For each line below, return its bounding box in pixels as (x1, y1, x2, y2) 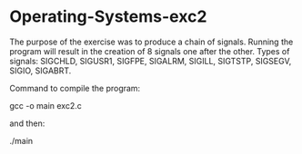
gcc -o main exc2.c (9, 100, 82, 111)
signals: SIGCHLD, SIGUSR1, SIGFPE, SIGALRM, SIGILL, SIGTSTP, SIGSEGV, (9, 55, 292, 66)
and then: (9, 118, 45, 129)
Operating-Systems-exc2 (9, 6, 207, 27)
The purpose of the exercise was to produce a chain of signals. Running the (9, 36, 294, 47)
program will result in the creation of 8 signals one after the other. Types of (9, 45, 290, 56)
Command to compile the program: (9, 82, 141, 93)
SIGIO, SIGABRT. (9, 65, 72, 76)
